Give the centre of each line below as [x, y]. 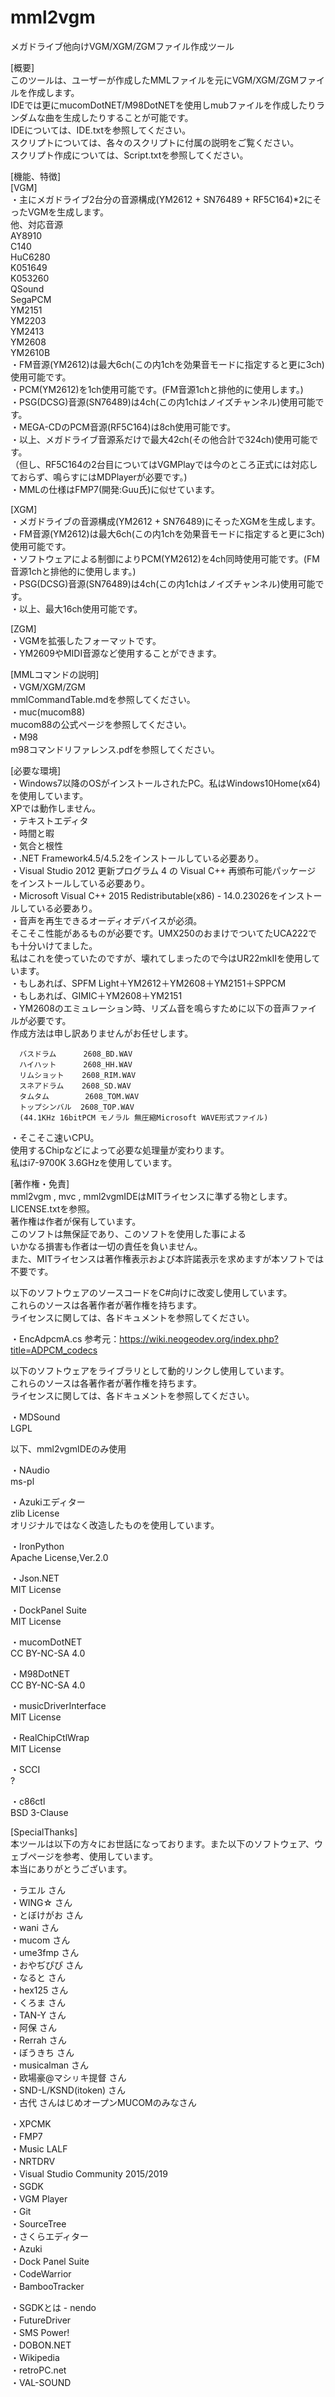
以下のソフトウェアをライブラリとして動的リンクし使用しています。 [150, 1370]
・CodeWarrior [41, 2273]
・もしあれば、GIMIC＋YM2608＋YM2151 [96, 995]
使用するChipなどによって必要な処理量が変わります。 [120, 1150]
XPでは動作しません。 [56, 808]
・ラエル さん [38, 1890]
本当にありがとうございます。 [71, 1868]
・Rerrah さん [38, 2040]
